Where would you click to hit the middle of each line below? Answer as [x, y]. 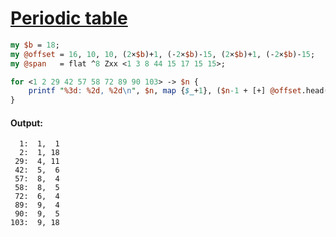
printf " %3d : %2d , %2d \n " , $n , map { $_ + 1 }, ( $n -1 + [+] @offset [165, 91]
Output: [26, 123]
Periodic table [69, 18]
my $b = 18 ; [35, 45]
